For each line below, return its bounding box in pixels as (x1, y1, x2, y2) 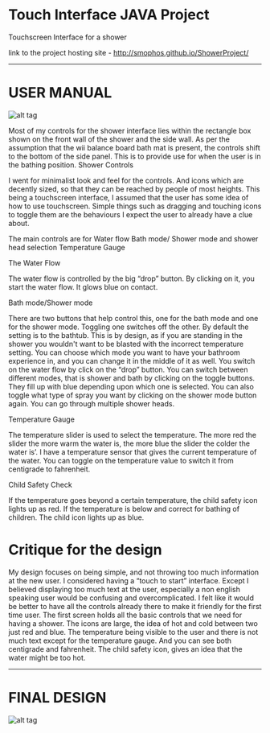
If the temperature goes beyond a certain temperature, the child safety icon (8, 495, 259, 504)
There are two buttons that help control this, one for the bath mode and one (8, 313, 259, 323)
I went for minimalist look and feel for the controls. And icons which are (8, 175, 244, 185)
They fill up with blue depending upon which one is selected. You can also (8, 381, 255, 391)
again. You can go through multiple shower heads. (8, 398, 175, 408)
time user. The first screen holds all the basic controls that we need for (8, 610, 243, 620)
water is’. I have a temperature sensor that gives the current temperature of (8, 447, 257, 456)
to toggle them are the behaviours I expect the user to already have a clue (8, 209, 253, 219)
